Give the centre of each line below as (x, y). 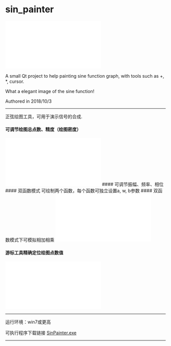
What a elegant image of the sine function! (50, 91)
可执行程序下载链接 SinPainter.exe (41, 333)
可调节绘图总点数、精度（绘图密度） (43, 129)
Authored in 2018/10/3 (28, 101)
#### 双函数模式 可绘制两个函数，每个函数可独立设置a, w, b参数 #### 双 (82, 191)
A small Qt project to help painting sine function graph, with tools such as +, (85, 76)
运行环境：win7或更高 (28, 322)
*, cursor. (15, 81)
